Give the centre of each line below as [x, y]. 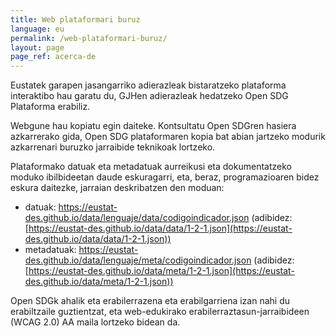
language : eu [37, 29]
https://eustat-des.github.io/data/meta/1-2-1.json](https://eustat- [161, 271]
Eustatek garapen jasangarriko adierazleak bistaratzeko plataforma [148, 85]
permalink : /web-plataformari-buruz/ [89, 38]
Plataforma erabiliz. [50, 107]
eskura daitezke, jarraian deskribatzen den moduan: [117, 188]
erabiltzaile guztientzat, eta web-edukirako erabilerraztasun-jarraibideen [160, 312]
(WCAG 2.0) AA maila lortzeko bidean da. [95, 322]
